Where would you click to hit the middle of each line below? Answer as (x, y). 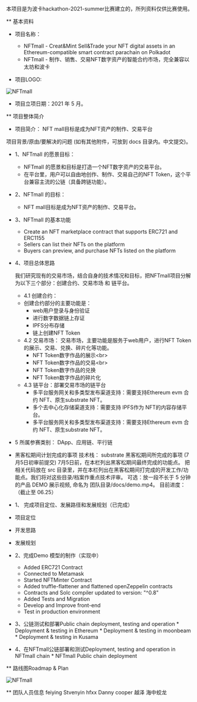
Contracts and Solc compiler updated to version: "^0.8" (91, 592)
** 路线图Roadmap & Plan (37, 668)
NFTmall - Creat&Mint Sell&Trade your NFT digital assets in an (99, 46)
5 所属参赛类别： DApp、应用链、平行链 (63, 442)
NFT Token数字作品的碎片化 (67, 377)
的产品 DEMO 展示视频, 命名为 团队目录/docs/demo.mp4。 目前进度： (100, 485)
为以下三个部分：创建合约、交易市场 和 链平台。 (73, 283)
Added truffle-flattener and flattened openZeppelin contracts (98, 586)
